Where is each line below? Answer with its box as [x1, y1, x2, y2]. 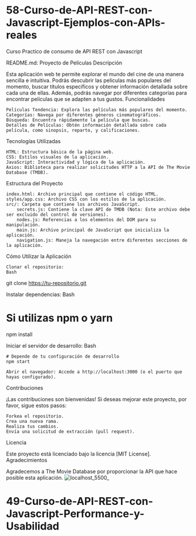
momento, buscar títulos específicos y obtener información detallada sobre [6, 83, 188, 90]
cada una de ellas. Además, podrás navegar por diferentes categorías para [6, 89, 187, 96]
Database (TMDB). [6, 169, 49, 175]
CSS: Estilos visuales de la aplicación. [6, 154, 109, 160]
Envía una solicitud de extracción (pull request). [6, 429, 135, 435]
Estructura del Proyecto [6, 179, 63, 186]
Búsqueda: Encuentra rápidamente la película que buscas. [6, 117, 151, 123]
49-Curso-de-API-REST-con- [6, 495, 154, 508]
